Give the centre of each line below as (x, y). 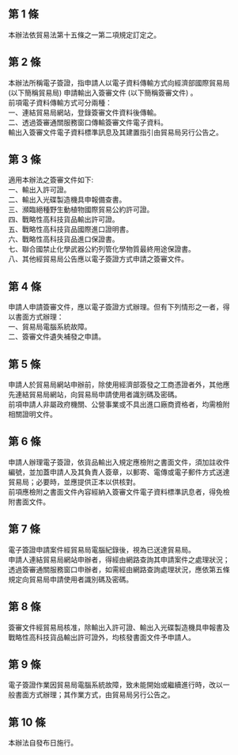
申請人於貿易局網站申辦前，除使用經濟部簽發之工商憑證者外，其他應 (119, 385)
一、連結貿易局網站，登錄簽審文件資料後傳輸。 (84, 112)
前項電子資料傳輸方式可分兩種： (60, 102)
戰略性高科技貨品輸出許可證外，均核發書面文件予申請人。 (102, 637)
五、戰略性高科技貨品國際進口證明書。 (70, 230)
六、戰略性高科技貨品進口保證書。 (64, 239)
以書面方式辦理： (36, 317)
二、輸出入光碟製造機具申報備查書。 (67, 199)
